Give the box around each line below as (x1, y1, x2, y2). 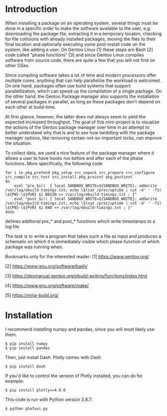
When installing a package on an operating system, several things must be (5, 20, 158, 26)
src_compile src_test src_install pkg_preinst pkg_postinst (5, 174, 133, 179)
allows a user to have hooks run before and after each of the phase (5, 155, 143, 161)
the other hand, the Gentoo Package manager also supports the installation (5, 93, 160, 99)
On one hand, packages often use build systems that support (5, 82, 131, 88)
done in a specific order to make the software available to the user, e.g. (5, 25, 151, 31)
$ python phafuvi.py (5, 406, 48, 411)
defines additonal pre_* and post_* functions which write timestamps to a (5, 218, 156, 224)
